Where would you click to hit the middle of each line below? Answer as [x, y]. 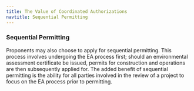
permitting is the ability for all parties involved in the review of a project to [95, 75]
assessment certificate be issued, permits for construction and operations [96, 63]
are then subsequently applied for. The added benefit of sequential [87, 69]
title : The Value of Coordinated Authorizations [67, 11]
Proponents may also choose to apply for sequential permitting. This [89, 50]
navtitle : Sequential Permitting [47, 17]
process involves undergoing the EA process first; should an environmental [97, 56]
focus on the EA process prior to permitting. [59, 81]
